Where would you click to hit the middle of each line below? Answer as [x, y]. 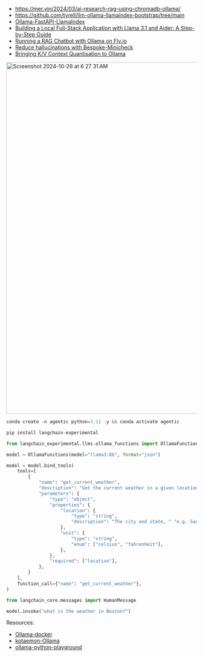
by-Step [25, 35]
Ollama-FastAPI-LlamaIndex [50, 21]
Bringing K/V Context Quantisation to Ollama [70, 54]
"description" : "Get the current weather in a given [106, 488]
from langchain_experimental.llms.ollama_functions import [82, 444]
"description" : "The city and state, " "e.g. [129, 522]
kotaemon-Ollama [37, 641]
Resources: [20, 622]
